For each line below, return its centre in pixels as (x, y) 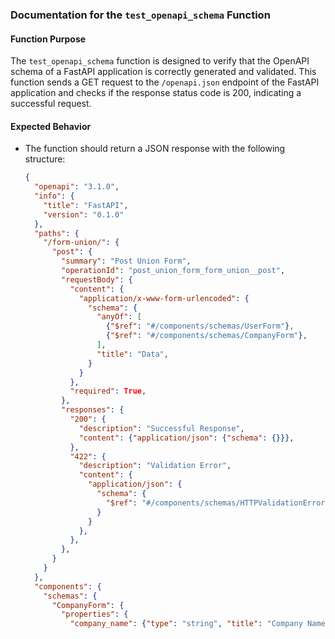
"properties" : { (95, 614)
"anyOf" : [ (119, 317)
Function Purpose (48, 39)
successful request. (51, 104)
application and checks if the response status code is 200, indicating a (156, 93)
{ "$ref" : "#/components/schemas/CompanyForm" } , (206, 336)
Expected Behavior (51, 126)
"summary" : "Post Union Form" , (126, 261)
